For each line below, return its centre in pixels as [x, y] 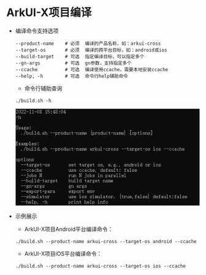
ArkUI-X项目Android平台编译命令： [69, 229]
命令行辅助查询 [43, 88]
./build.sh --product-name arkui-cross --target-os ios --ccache [100, 266]
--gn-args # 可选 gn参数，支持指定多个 [73, 63]
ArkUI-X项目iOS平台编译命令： [63, 254]
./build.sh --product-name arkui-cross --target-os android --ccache [106, 241]
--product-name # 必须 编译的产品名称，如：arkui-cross [88, 44]
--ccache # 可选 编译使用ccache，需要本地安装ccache [92, 69]
